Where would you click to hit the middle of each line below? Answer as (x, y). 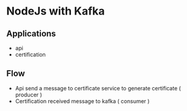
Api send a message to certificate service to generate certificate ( (98, 88)
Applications (31, 34)
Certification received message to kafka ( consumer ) (82, 101)
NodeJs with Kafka (56, 11)
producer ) (29, 95)
